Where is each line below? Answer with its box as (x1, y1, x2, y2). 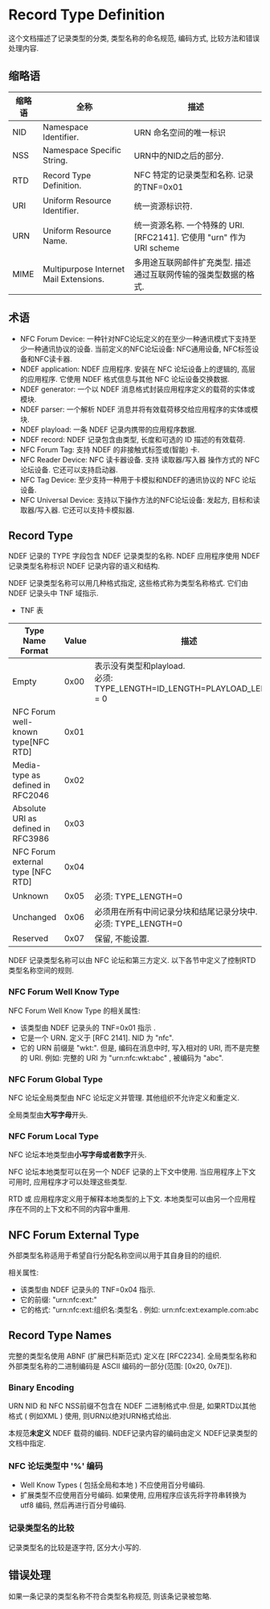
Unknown (12, 890, 49, 902)
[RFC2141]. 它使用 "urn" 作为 (133, 231, 247, 243)
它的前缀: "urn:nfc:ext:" (19, 1295, 98, 1304)
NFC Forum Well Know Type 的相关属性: (8, 1006, 141, 1015)
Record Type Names (8, 1329, 112, 1342)
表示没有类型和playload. (94, 661, 186, 672)
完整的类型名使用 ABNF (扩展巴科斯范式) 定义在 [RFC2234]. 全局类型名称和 (8, 1351, 257, 1361)
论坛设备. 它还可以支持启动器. (19, 465, 118, 475)
